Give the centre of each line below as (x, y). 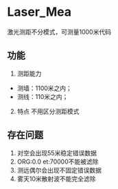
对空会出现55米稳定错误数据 (57, 153)
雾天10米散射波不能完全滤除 (56, 179)
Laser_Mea (39, 12)
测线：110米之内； (43, 96)
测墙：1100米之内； (44, 88)
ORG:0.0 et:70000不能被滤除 (58, 162)
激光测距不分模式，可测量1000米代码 (59, 32)
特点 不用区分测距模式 (48, 111)
